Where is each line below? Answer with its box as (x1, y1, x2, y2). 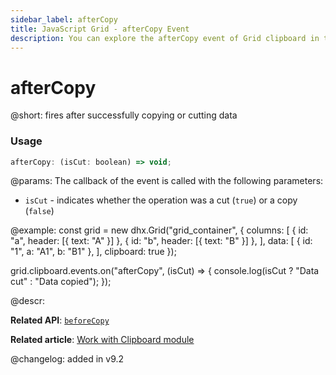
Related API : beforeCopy (10, 314, 110, 326)
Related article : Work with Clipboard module (10, 334, 195, 346)
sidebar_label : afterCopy (10, 14, 118, 25)
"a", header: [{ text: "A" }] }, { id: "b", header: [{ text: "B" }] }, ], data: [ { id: (10, 235, 313, 247)
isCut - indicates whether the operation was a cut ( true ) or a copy (24, 194, 298, 206)
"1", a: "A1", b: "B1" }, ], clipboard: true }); (10, 246, 177, 258)
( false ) (24, 205, 55, 217)
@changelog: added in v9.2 (10, 353, 125, 365)
